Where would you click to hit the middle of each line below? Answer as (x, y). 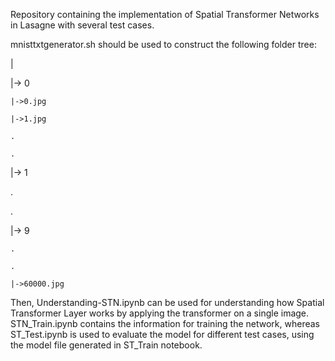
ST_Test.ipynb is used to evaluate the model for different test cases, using (162, 334)
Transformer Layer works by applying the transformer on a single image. (160, 313)
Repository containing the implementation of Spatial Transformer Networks (165, 14)
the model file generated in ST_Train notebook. (106, 345)
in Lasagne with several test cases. (82, 25)
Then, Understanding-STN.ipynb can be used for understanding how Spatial (167, 302)
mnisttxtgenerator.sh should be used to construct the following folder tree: (163, 44)
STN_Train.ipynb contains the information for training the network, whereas (165, 323)
